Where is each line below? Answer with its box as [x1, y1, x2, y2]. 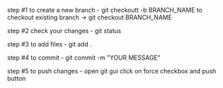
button [7, 74, 26, 82]
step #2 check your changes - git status [7, 27, 121, 35]
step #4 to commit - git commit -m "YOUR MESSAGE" [7, 53, 161, 62]
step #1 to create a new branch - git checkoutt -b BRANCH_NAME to [7, 6, 203, 14]
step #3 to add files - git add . [7, 40, 92, 48]
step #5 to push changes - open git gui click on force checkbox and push [7, 67, 217, 75]
